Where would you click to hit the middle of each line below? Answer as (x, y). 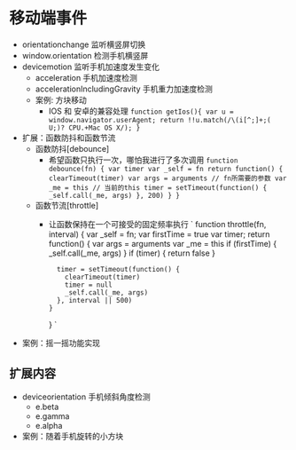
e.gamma (52, 416)
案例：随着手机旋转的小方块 (73, 436)
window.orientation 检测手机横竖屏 (85, 55)
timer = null (89, 285)
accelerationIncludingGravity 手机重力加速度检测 (124, 89)
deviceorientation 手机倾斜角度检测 (86, 397)
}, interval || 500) (94, 300)
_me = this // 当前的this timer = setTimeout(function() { (158, 187)
